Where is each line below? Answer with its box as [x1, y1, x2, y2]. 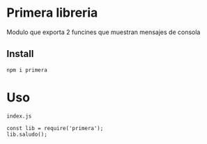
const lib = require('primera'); [6, 125, 104, 131]
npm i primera [6, 66, 48, 74]
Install [6, 48, 34, 60]
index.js [6, 113, 32, 120]
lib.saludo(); [6, 131, 48, 138]
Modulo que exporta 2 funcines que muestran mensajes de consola [6, 28, 201, 36]
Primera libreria [6, 5, 98, 21]
